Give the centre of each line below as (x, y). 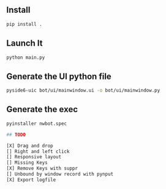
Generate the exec (42, 109)
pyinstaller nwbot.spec (37, 124)
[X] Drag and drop (30, 146)
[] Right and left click (38, 151)
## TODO (16, 135)
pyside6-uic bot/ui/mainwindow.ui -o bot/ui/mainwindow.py (83, 91)
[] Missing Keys (27, 163)
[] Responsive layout (34, 157)
